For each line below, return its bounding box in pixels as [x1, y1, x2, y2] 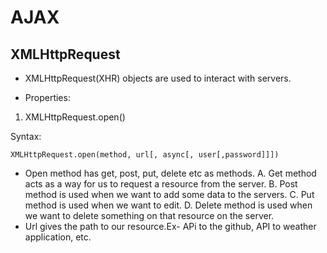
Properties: [24, 92, 71, 103]
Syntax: [10, 131, 42, 142]
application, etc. [24, 231, 92, 243]
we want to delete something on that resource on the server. [24, 210, 275, 221]
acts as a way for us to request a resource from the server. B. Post [24, 178, 298, 190]
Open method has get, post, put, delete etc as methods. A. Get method [24, 167, 317, 179]
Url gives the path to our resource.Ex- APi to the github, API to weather [24, 221, 317, 232]
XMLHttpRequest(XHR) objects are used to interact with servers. [24, 72, 292, 84]
